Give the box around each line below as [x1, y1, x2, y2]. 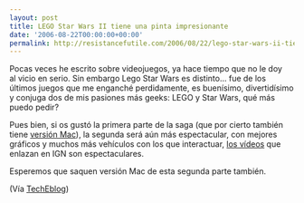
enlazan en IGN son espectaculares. [9, 149, 145, 159]
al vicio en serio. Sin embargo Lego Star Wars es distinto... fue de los [9, 73, 267, 84]
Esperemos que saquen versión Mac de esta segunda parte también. [9, 166, 267, 177]
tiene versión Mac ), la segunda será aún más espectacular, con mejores [9, 129, 278, 140]
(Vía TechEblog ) [9, 183, 70, 195]
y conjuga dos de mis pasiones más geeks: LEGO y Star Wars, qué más [9, 92, 276, 103]
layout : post [9, 13, 59, 23]
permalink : [9, 38, 51, 48]
